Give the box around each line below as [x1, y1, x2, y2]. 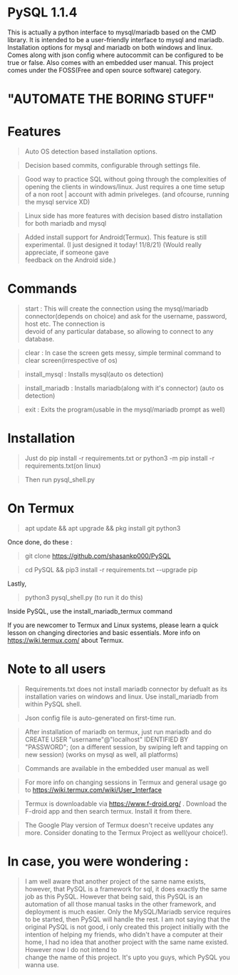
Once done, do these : [7, 537, 73, 546]
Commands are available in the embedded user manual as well [24, 764, 209, 772]
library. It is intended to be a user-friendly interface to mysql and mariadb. [7, 35, 224, 44]
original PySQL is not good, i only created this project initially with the [24, 922, 229, 931]
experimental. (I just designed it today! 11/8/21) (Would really [24, 241, 202, 249]
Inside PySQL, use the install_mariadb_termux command [7, 606, 172, 615]
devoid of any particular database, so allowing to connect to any [24, 327, 214, 336]
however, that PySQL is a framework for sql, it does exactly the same [24, 884, 227, 893]
